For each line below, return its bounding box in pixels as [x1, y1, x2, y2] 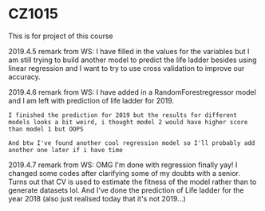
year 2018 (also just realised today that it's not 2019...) [8, 193, 186, 203]
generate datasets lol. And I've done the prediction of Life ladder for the [8, 185, 244, 195]
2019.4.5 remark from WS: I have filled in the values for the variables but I [8, 46, 250, 56]
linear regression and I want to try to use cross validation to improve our [8, 63, 245, 72]
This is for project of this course [8, 31, 113, 41]
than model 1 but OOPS [8, 125, 84, 133]
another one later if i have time [8, 146, 124, 154]
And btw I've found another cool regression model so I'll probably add [8, 139, 255, 147]
